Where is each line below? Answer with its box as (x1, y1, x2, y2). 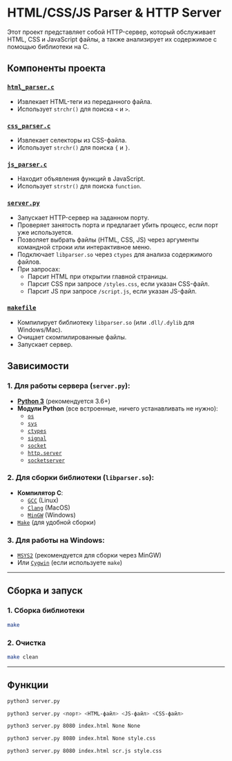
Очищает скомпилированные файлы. (17, 332, 127, 341)
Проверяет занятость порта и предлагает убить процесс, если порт (17, 220, 219, 229)
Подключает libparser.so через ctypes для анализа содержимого (17, 250, 213, 258)
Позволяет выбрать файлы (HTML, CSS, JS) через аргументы (17, 235, 199, 244)
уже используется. (17, 228, 74, 236)
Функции (7, 679, 49, 691)
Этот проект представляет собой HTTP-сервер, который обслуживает (7, 28, 216, 36)
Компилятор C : (17, 488, 64, 496)
